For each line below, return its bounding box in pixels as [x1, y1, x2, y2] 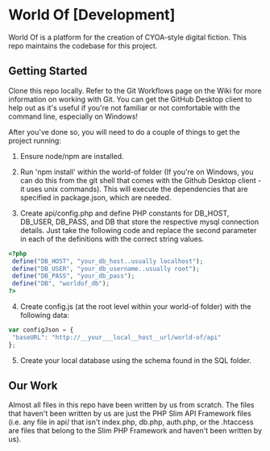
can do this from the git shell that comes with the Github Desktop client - [19, 175, 262, 185]
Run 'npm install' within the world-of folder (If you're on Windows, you [19, 167, 254, 177]
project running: [8, 136, 62, 145]
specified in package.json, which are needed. [19, 192, 172, 203]
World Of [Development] [8, 6, 176, 24]
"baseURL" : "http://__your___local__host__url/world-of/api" [11, 333, 222, 341]
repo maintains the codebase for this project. [8, 40, 158, 50]
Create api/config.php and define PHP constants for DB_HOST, [19, 208, 230, 218]
